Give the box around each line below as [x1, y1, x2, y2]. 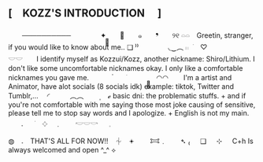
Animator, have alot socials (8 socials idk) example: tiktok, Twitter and [8, 81, 235, 91]
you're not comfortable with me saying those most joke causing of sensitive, [8, 100, 256, 109]
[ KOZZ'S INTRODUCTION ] [8, 6, 162, 20]
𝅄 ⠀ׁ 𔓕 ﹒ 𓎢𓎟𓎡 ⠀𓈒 [20, 119, 112, 128]
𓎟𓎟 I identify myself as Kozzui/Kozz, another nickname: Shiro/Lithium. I [8, 53, 255, 64]
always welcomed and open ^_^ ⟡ [8, 145, 117, 154]
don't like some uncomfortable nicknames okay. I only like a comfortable [8, 63, 243, 72]
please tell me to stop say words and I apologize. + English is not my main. [8, 108, 250, 117]
